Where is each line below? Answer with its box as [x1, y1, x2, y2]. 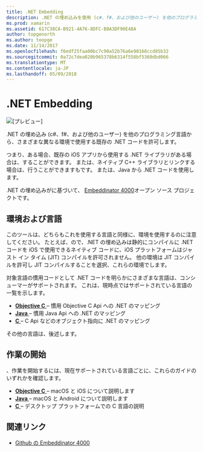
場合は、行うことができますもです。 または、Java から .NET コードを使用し [6, 166, 195, 173]
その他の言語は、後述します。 [6, 330, 80, 337]
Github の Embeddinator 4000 [14, 439, 90, 446]
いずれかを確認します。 [6, 374, 65, 382]
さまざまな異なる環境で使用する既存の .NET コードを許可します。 [16, 138, 180, 145]
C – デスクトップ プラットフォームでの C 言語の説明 [14, 402, 144, 410]
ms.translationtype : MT [6, 59, 66, 65]
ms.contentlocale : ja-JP [6, 65, 69, 71]
